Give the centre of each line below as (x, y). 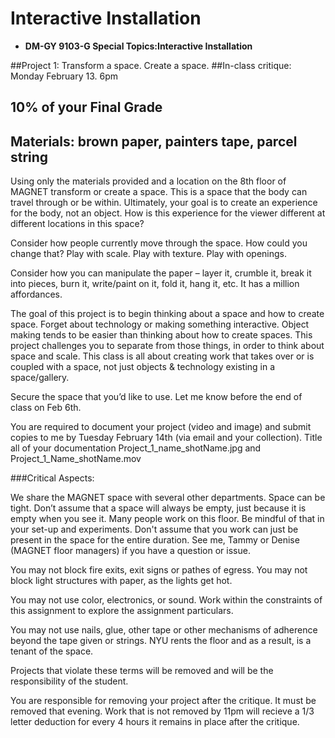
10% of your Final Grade (86, 107)
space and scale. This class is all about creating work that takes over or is (162, 356)
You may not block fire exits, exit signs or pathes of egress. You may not (159, 570)
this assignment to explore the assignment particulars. (122, 611)
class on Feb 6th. (46, 408)
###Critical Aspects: (52, 478)
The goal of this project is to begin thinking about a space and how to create (167, 314)
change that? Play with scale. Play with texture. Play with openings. (149, 254)
